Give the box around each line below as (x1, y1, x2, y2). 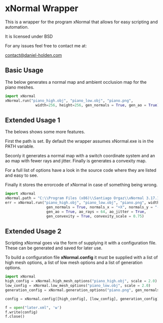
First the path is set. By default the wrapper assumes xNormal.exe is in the (5, 138, 154, 144)
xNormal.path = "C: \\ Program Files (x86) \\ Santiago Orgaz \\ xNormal (5, 196, 145, 201)
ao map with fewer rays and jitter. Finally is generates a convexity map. (5, 158, 147, 164)
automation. (5, 24, 29, 30)
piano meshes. (5, 84, 35, 90)
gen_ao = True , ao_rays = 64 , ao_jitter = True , (46, 209, 147, 214)
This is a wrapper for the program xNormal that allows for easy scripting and (5, 19, 158, 25)
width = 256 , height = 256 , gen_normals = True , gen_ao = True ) (35, 103, 160, 108)
